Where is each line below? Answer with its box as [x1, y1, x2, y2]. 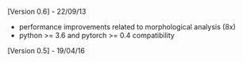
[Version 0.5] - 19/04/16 [7, 46, 85, 55]
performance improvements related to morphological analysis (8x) [18, 22, 236, 31]
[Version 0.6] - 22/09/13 [7, 7, 87, 16]
